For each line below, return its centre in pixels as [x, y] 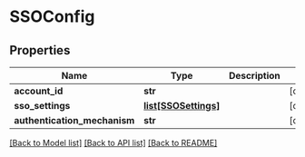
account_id [39, 91]
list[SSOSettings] [182, 106]
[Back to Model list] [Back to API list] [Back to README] [113, 143]
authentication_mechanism [74, 120]
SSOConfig [52, 17]
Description [255, 76]
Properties [40, 50]
